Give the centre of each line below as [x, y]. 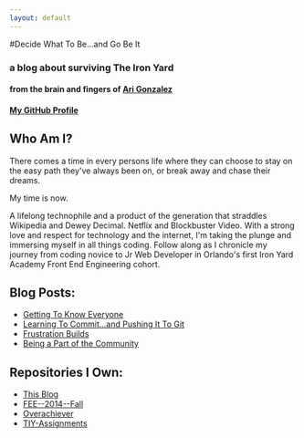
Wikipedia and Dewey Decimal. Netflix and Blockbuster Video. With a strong [152, 225]
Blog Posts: [42, 292]
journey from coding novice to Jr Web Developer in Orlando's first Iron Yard [152, 254]
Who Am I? [41, 139]
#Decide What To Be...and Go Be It [75, 44]
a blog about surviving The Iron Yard [92, 68]
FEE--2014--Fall [53, 404]
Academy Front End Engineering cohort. [85, 264]
